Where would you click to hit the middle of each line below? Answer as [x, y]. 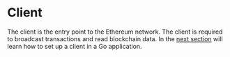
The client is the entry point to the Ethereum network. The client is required [115, 32]
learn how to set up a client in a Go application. [75, 46]
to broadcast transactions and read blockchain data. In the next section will [115, 38]
